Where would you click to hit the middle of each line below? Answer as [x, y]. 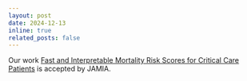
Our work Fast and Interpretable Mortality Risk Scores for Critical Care [124, 60]
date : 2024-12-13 [37, 23]
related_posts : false [44, 38]
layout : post [30, 15]
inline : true [30, 30]
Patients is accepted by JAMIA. [60, 69]
